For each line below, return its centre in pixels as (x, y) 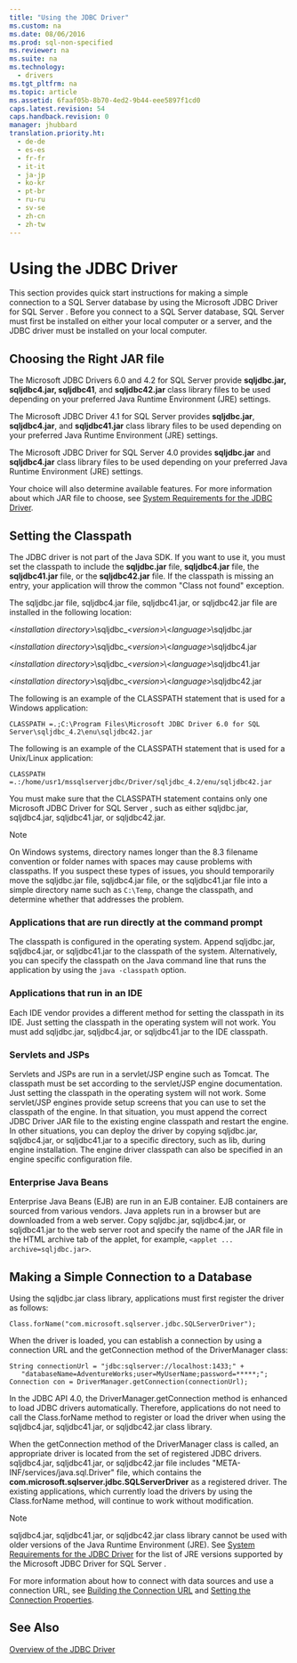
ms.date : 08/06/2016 (48, 34)
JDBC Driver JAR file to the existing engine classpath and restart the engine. (149, 1121)
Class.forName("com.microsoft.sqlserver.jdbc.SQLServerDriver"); (132, 1324)
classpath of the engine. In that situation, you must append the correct (138, 1111)
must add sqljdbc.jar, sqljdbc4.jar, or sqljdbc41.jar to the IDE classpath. (139, 1031)
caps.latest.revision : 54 (57, 109)
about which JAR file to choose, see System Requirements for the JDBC (141, 499)
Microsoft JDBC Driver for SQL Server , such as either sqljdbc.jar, (129, 808)
